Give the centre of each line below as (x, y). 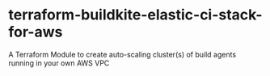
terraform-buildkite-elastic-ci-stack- (135, 15)
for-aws (36, 32)
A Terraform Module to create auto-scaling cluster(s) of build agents (122, 54)
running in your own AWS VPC (59, 63)
